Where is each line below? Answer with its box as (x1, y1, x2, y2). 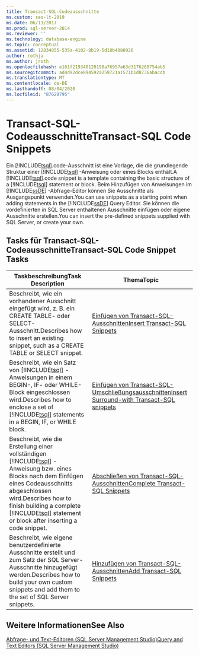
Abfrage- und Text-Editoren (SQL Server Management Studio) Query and (6, 636, 183, 643)
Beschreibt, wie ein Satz (9, 358, 76, 367)
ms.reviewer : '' (6, 31, 46, 37)
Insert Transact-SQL (128, 319, 187, 327)
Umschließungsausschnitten (92, 388, 172, 396)
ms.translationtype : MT (6, 75, 65, 81)
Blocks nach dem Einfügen (9, 472, 84, 480)
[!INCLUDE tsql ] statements (9, 410, 85, 418)
